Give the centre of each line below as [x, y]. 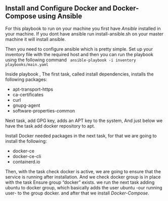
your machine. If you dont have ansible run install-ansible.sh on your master [84, 34]
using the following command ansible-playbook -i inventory [71, 60]
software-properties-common [44, 110]
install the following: [26, 141]
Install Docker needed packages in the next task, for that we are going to [81, 136]
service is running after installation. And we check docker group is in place [83, 177]
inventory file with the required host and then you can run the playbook [79, 54]
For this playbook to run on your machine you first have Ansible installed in [83, 28]
